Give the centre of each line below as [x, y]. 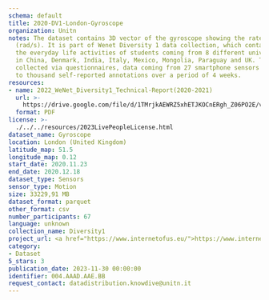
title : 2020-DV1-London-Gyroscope [66, 23]
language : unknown [39, 224]
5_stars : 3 [26, 261]
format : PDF [36, 113]
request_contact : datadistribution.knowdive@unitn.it [100, 284]
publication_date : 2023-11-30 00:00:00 [75, 269]
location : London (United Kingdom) [68, 142]
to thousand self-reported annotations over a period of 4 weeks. [128, 75]
